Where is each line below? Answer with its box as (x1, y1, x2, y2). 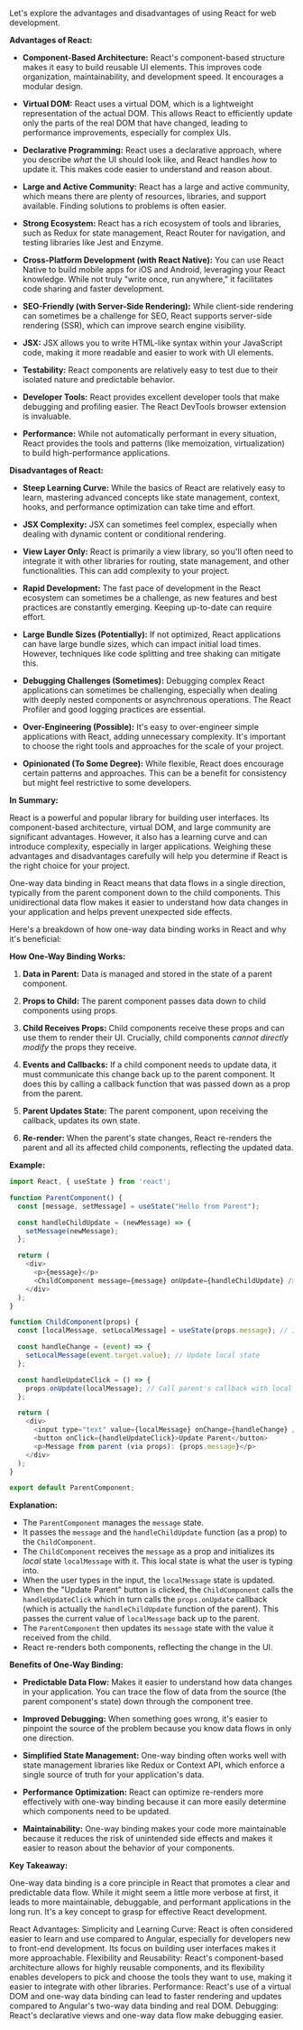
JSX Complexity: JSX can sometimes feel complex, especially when (22, 519, 278, 530)
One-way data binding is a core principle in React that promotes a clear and (9, 1878, 290, 1888)
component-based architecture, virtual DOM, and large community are (9, 822, 271, 833)
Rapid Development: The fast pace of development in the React (22, 583, 262, 594)
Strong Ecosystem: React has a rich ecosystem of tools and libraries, (22, 218, 281, 228)
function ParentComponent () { (9, 1193, 124, 1203)
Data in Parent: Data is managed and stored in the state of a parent (22, 969, 272, 979)
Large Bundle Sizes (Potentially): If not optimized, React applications (22, 629, 281, 640)
